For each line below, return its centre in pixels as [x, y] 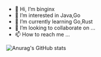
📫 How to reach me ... [42, 34]
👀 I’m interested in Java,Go [48, 15]
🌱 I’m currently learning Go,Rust [54, 21]
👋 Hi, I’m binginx [35, 9]
